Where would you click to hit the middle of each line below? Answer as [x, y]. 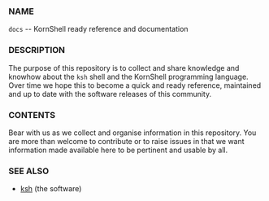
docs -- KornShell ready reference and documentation [98, 29]
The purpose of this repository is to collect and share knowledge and [124, 68]
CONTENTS [32, 115]
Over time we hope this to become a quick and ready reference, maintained [135, 85]
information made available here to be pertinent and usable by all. [118, 150]
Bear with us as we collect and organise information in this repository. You [132, 133]
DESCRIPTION [37, 50]
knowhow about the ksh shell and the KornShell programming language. [129, 76]
